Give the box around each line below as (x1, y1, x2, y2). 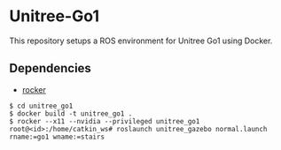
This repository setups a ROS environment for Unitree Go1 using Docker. (9, 35, 273, 46)
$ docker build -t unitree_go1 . (9, 109, 133, 118)
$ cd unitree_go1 (9, 101, 74, 110)
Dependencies (9, 61, 91, 76)
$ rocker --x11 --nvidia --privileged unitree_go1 (9, 116, 200, 125)
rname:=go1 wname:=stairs (9, 132, 105, 141)
